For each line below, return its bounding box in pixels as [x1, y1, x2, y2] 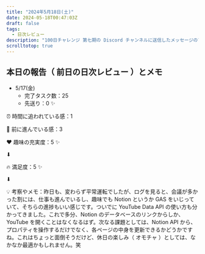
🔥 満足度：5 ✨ [6, 163, 43, 171]
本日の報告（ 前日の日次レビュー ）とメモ [6, 67, 163, 77]
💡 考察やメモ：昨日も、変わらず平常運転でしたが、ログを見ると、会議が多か [6, 188, 198, 195]
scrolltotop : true [6, 43, 53, 49]
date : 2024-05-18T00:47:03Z [6, 15, 78, 21]
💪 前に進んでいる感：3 [6, 125, 63, 133]
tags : [6, 26, 20, 32]
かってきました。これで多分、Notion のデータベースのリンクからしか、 [6, 211, 184, 218]
